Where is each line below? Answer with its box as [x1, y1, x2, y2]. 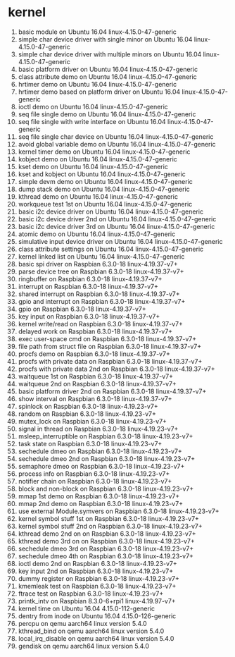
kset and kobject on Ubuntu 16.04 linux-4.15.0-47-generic [18, 170, 186, 178]
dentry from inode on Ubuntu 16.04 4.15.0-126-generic [18, 611, 177, 620]
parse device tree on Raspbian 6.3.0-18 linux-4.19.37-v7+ [18, 267, 184, 276]
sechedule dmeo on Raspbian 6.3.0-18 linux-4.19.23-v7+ [18, 447, 182, 455]
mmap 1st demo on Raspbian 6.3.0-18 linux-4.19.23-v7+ [18, 491, 180, 501]
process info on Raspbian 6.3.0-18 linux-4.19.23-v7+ [18, 469, 170, 478]
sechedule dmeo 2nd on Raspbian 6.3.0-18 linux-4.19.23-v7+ [18, 454, 196, 462]
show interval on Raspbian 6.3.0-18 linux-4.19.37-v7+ [18, 394, 172, 403]
